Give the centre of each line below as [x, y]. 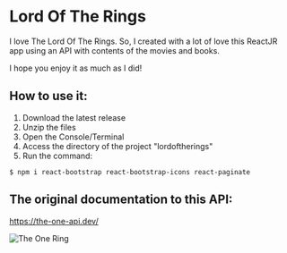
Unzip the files [49, 127]
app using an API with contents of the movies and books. [114, 50]
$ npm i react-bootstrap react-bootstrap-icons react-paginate [130, 172]
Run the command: [57, 156]
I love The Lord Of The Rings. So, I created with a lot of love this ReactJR [143, 41]
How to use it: [48, 96]
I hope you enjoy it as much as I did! [76, 68]
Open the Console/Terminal [73, 137]
